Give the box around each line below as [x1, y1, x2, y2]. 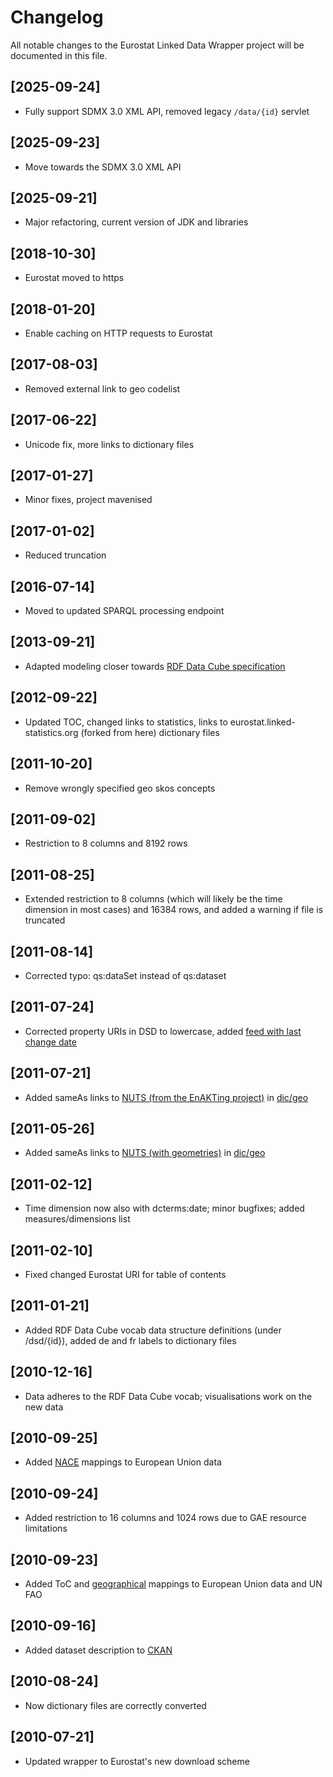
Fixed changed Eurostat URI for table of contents [24, 1269, 227, 1280]
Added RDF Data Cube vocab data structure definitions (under [24, 1324, 282, 1336]
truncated [24, 914, 66, 926]
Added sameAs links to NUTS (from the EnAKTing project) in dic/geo [24, 1091, 309, 1103]
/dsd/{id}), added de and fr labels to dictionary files [24, 1334, 237, 1346]
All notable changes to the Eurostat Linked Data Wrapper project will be [10, 39, 305, 51]
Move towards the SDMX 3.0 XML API [24, 161, 182, 173]
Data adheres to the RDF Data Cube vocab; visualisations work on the [24, 1390, 313, 1402]
